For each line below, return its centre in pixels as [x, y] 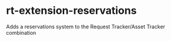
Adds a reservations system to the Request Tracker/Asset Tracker [86, 27]
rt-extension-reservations [71, 11]
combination [21, 32]
